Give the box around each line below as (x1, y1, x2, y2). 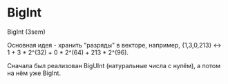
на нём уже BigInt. (7, 69, 61, 77)
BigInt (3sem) (7, 28, 46, 36)
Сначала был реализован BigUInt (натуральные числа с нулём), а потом (7, 61, 221, 70)
